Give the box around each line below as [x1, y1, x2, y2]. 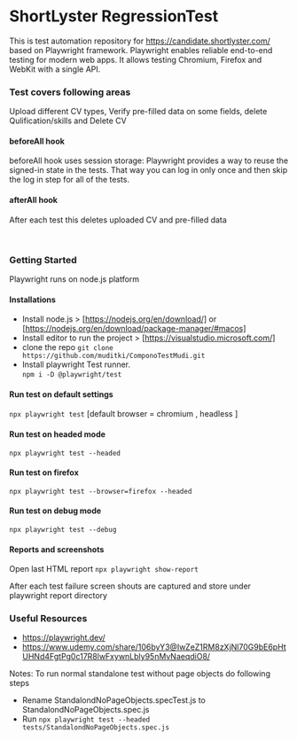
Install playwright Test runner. [21, 359, 131, 370]
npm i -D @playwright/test [21, 370, 122, 379]
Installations [9, 294, 56, 305]
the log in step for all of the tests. [9, 175, 130, 185]
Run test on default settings [9, 388, 113, 400]
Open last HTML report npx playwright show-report [9, 564, 199, 574]
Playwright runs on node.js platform [9, 273, 140, 285]
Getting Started [9, 253, 77, 266]
